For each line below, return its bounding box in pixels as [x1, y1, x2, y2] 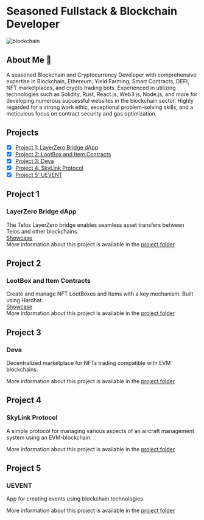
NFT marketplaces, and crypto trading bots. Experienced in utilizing [6, 84, 176, 91]
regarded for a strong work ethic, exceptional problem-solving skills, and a [6, 103, 194, 111]
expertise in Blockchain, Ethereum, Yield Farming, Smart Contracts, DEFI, [6, 77, 190, 85]
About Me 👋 [6, 55, 52, 65]
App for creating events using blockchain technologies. [6, 495, 145, 502]
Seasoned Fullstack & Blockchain [6, 4, 178, 18]
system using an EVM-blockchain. [6, 434, 93, 441]
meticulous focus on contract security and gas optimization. [6, 109, 157, 117]
